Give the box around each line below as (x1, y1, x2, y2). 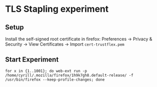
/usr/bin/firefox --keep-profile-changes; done (5, 77, 105, 82)
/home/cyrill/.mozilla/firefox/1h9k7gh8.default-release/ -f (5, 73, 134, 78)
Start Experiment (5, 56, 59, 64)
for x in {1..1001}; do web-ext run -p (5, 68, 87, 73)
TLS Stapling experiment (5, 3, 109, 15)
